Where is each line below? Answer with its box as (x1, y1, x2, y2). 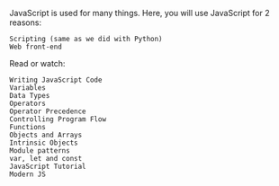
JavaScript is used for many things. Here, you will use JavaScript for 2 (9, 8, 270, 18)
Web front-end (9, 42, 63, 51)
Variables (9, 84, 47, 93)
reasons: (9, 17, 42, 28)
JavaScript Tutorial (9, 162, 87, 171)
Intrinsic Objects (9, 138, 78, 147)
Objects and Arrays (9, 130, 83, 139)
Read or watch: (9, 58, 66, 68)
